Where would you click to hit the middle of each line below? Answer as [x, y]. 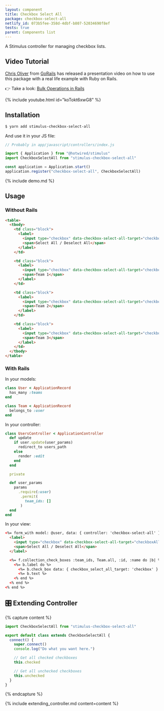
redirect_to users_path [42, 447]
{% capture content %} [28, 618]
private [17, 474]
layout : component [24, 10]
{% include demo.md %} [30, 181]
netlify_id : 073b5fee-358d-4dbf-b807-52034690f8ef [58, 23]
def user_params [26, 483]
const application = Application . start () [48, 167]
